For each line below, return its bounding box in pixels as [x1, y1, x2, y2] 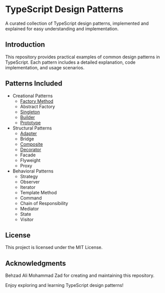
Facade [20, 152, 36, 158]
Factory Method [20, 98, 54, 104]
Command [20, 195, 42, 201]
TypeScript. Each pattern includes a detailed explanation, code [5, 59, 136, 65]
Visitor [20, 216, 34, 222]
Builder [20, 114, 35, 120]
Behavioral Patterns [12, 168, 54, 174]
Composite [20, 141, 43, 147]
